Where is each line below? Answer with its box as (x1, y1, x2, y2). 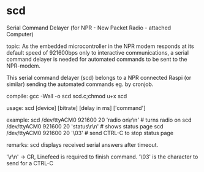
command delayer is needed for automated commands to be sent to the (6, 55, 187, 63)
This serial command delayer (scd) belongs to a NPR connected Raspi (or (6, 74, 192, 81)
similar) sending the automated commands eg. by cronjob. (6, 80, 154, 88)
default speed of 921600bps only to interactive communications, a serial (6, 49, 189, 56)
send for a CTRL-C (6, 159, 54, 166)
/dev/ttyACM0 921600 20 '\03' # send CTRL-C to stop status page (6, 129, 173, 136)
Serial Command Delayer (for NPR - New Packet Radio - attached (6, 24, 172, 31)
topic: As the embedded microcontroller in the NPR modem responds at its (6, 42, 194, 50)
